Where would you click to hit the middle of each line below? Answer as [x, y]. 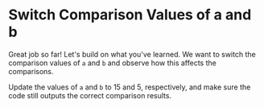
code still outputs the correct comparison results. [90, 95]
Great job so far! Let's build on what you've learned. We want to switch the [132, 54]
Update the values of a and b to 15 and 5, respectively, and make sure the [130, 87]
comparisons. [31, 71]
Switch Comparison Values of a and [130, 15]
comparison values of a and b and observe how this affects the [113, 63]
